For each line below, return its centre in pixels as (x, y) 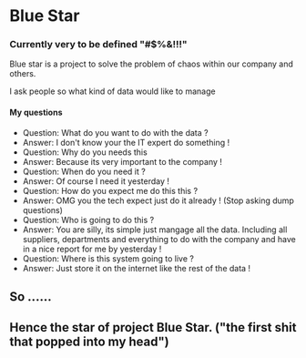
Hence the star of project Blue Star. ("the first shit (153, 327)
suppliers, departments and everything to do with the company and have (159, 239)
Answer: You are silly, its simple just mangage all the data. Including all (155, 230)
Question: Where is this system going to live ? (108, 258)
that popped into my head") (90, 342)
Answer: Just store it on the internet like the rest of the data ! (137, 268)
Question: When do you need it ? (84, 171)
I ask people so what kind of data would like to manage (112, 91)
